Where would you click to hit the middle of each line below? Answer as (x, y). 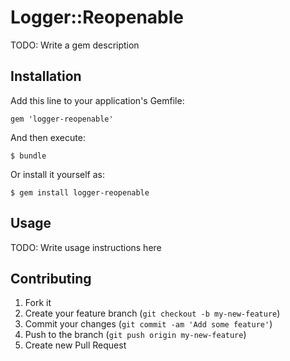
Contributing (51, 278)
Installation (46, 76)
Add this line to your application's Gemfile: (97, 100)
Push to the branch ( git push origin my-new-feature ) (135, 335)
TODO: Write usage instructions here (86, 247)
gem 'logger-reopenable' (62, 119)
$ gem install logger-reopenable (80, 192)
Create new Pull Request (75, 345)
